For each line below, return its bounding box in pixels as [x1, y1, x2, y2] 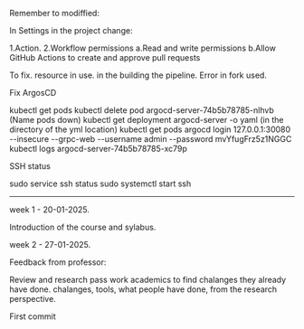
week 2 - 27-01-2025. [9, 240, 91, 249]
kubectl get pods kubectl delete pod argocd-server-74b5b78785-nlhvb [9, 105, 274, 116]
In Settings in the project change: [9, 25, 133, 35]
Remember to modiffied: [9, 8, 100, 18]
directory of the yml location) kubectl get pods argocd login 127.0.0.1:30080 [9, 124, 291, 135]
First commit [9, 311, 56, 322]
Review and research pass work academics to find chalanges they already [9, 275, 287, 285]
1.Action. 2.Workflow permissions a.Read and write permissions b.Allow [9, 42, 276, 53]
